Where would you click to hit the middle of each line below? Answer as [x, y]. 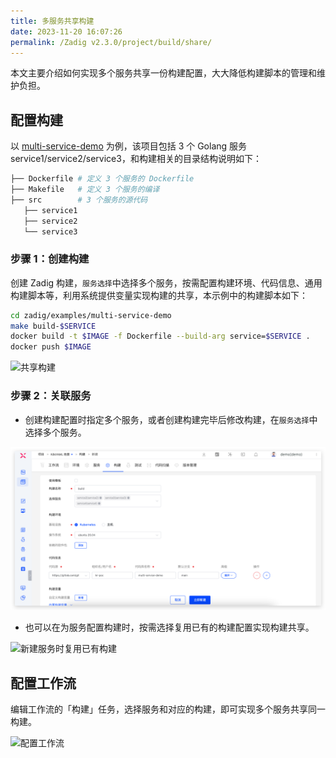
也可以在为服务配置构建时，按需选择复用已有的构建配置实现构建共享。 [169, 627]
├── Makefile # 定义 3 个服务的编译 [85, 190]
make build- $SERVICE [53, 326]
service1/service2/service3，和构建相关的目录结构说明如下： [136, 159]
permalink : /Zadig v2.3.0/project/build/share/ [111, 42]
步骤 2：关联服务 [51, 396]
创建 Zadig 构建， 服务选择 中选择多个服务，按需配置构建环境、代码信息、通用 [166, 282]
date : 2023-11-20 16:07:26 [66, 31]
